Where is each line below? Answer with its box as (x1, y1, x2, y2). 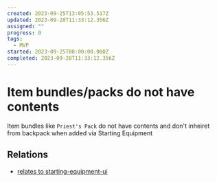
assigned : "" (7, 23, 45, 30)
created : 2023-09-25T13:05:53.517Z (7, 10, 109, 17)
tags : (7, 36, 23, 43)
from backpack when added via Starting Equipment (7, 128, 153, 137)
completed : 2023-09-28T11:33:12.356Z (7, 55, 115, 62)
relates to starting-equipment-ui (16, 167, 108, 175)
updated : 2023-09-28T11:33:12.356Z (7, 16, 109, 23)
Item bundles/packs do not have (7, 84, 195, 100)
